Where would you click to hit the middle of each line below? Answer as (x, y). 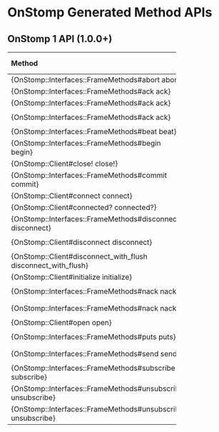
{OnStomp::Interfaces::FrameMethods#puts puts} (93, 337)
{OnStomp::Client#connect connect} (72, 196)
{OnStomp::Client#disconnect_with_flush (79, 256)
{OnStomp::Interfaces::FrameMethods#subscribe (93, 368)
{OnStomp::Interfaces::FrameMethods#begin (86, 143)
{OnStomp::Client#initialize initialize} (72, 277)
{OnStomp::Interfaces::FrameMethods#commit (89, 175)
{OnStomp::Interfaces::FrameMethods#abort (86, 80)
